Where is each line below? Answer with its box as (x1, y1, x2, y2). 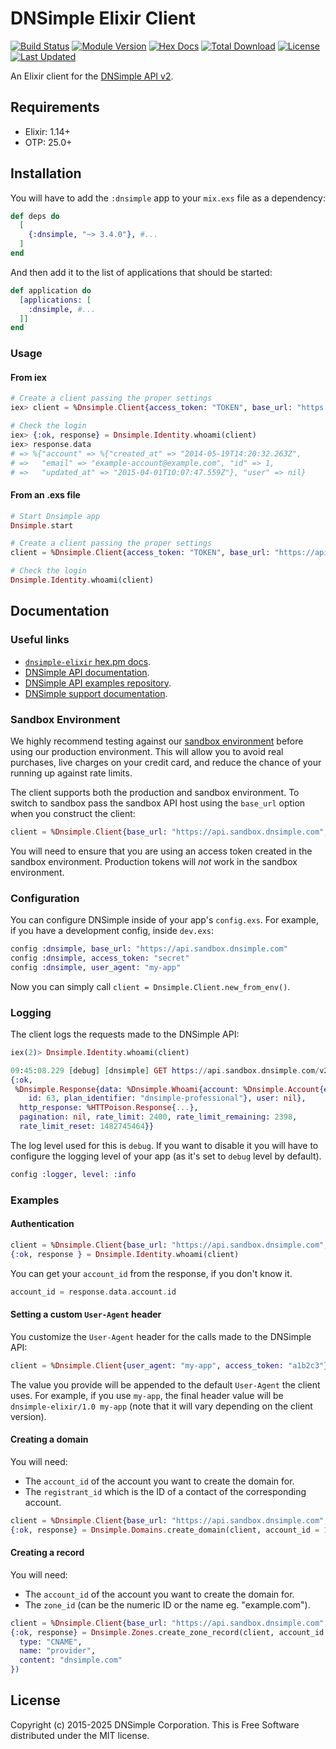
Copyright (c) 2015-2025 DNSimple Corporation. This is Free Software (10, 1718, 300, 1731)
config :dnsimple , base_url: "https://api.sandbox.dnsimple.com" (10, 944, 288, 954)
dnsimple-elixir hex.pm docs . (24, 655, 152, 667)
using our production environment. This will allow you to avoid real (10, 745, 284, 757)
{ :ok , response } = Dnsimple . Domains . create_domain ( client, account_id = (10, 1525, 320, 1535)
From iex (10, 371, 47, 383)
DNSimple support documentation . (24, 687, 168, 699)
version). (10, 1410, 47, 1422)
